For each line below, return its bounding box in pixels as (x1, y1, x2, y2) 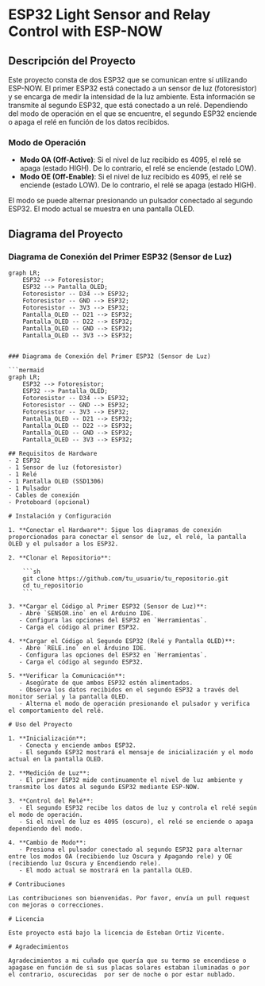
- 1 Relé (8, 470, 37, 478)
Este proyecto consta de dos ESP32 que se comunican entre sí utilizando (8, 75, 248, 84)
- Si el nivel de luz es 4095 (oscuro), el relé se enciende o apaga (18, 818, 254, 826)
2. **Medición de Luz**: (8, 768, 90, 777)
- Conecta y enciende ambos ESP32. (18, 741, 136, 749)
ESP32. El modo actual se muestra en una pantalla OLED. (8, 204, 195, 214)
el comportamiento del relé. (8, 707, 105, 714)
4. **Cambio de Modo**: (8, 838, 87, 846)
